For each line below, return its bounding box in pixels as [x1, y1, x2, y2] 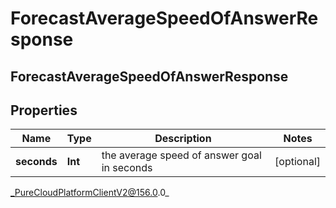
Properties [10, 102, 78, 119]
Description [154, 132, 212, 146]
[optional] [274, 155, 321, 169]
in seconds [101, 161, 153, 175]
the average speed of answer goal [101, 148, 262, 162]
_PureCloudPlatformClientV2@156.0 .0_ [10, 187, 170, 199]
